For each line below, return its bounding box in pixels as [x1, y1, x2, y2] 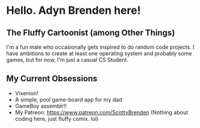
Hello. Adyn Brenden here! [6, 4, 141, 17]
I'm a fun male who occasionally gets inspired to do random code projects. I [6, 43, 195, 50]
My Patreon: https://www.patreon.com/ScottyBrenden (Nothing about [14, 109, 189, 116]
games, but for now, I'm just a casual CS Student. [6, 56, 128, 63]
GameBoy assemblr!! [14, 102, 67, 109]
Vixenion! [14, 90, 39, 97]
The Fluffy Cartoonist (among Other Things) [6, 28, 175, 38]
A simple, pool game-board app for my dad [14, 96, 122, 103]
